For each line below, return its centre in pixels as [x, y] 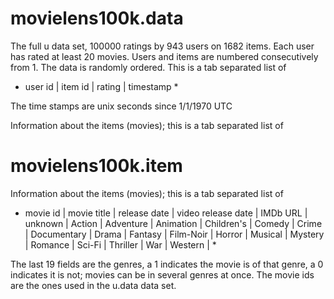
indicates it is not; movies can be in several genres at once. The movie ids [162, 274]
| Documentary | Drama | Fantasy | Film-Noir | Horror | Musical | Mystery [174, 234]
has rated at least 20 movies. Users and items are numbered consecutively [164, 56]
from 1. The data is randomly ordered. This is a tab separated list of [148, 67]
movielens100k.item [96, 166]
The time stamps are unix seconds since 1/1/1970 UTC [121, 106]
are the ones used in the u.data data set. [93, 285]
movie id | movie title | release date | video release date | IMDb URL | [166, 213]
